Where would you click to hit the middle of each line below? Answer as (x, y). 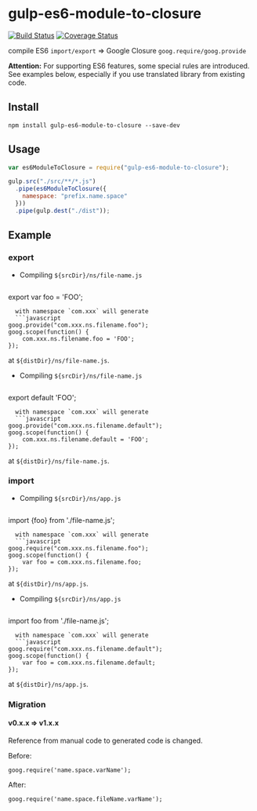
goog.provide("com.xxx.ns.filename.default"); (85, 426)
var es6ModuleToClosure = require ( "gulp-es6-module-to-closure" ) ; (119, 167)
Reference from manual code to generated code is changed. (105, 740)
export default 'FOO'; (42, 397)
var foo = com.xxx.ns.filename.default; (89, 663)
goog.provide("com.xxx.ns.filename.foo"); (78, 325)
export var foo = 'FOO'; (46, 297)
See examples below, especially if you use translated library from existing (127, 74)
